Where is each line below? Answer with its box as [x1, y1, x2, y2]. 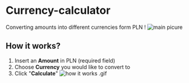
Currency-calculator [5, 4, 111, 17]
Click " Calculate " [14, 70, 58, 77]
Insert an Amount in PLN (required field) [14, 57, 116, 64]
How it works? [5, 41, 61, 51]
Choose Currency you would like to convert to [14, 63, 131, 70]
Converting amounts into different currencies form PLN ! [5, 23, 146, 31]
